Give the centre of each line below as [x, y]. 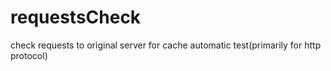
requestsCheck [76, 17]
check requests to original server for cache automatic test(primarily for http [166, 45]
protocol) [29, 55]
